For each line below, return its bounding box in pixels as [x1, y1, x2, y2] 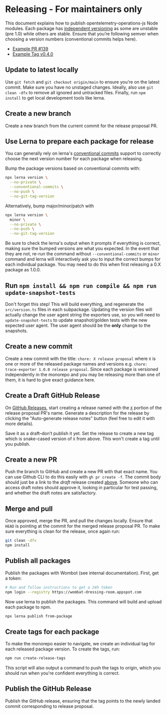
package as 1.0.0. [5, 267, 41, 273]
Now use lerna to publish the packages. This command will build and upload [5, 598, 162, 604]
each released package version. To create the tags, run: [5, 646, 120, 652]
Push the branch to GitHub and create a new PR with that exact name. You [5, 469, 158, 475]
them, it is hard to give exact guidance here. [5, 377, 96, 383]
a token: [5, 575, 22, 581]
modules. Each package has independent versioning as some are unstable [5, 25, 158, 31]
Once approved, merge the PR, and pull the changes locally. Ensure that [5, 518, 153, 524]
